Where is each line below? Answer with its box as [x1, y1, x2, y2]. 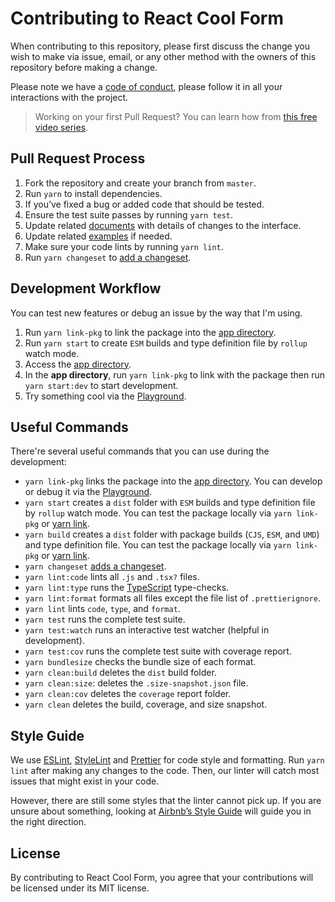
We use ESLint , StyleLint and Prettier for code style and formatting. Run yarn [10, 754, 325, 766]
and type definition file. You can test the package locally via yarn [24, 539, 292, 551]
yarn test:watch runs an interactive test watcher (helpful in [24, 624, 270, 636]
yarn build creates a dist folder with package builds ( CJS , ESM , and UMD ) [24, 528, 320, 541]
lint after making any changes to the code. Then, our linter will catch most [10, 765, 320, 777]
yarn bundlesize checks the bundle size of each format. [24, 656, 257, 668]
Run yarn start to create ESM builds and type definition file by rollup [24, 337, 308, 349]
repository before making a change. [10, 61, 158, 73]
